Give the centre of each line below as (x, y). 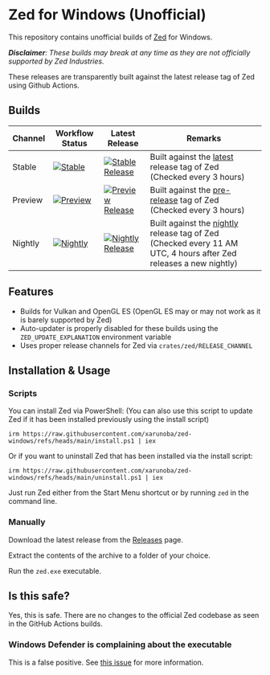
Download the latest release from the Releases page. (96, 539)
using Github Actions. (44, 85)
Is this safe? (39, 596)
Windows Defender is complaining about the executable (120, 644)
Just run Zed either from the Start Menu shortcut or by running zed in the (129, 493)
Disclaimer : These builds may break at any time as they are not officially (129, 52)
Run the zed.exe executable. (55, 571)
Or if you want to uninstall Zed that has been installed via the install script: (131, 456)
